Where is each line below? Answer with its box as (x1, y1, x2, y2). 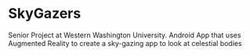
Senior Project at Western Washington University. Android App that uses (8, 30, 241, 40)
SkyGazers (8, 5, 82, 23)
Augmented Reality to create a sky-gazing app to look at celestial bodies (8, 38, 242, 47)
